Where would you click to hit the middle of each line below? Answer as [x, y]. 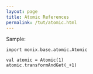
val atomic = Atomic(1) [35, 60]
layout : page [22, 11]
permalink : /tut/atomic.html [42, 22]
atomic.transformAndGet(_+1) [42, 65]
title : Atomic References [37, 17]
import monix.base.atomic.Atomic [47, 50]
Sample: [16, 39]
